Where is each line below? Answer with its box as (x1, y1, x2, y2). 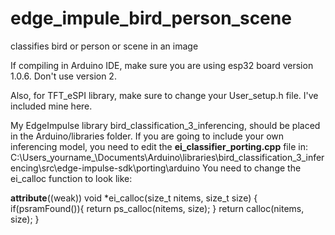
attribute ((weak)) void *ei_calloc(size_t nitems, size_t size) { (10, 192, 258, 204)
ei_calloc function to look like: (10, 172, 133, 184)
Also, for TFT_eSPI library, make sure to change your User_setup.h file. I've (10, 89, 319, 101)
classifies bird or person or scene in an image (10, 40, 199, 52)
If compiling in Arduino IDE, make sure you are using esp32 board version (10, 59, 314, 71)
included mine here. (10, 100, 93, 112)
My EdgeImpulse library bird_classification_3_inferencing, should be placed (10, 119, 321, 131)
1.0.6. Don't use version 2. (10, 70, 117, 82)
